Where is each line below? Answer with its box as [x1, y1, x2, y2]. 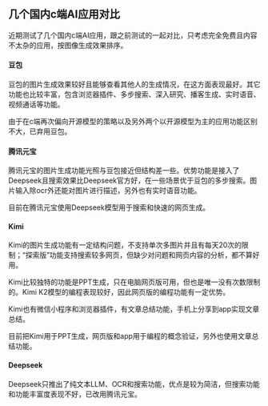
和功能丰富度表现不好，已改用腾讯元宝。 [8, 389, 142, 399]
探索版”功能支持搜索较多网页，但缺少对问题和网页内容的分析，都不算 [25, 251, 254, 260]
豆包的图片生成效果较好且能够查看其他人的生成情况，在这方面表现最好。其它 [8, 79, 261, 90]
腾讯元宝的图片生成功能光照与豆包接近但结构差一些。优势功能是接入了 [8, 166, 240, 175]
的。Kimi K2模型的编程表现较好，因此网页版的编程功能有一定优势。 [8, 287, 230, 297]
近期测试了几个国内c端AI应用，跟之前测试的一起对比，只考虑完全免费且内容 [8, 30, 258, 40]
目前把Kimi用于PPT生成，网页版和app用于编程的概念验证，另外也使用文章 [8, 332, 252, 341]
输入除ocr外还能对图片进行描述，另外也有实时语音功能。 [14, 186, 202, 195]
